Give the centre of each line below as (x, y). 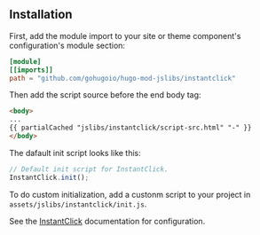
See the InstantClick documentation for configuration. (107, 221)
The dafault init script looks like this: (75, 153)
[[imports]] (31, 70)
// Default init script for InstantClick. (89, 169)
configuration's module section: (67, 45)
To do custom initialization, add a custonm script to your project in (130, 194)
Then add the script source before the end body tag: (105, 95)
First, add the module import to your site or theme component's (125, 35)
